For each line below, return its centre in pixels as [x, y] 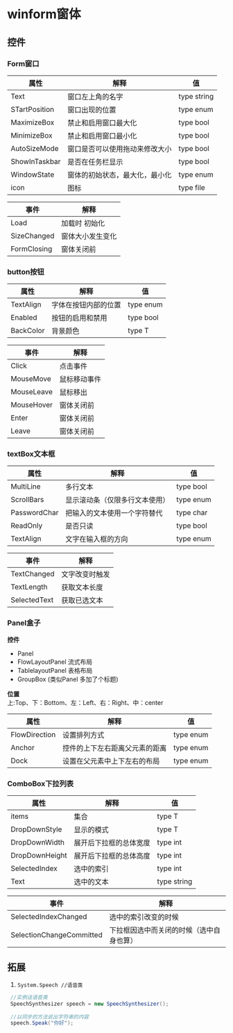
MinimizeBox [32, 135]
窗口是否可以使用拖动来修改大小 [120, 149]
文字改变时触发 [86, 574]
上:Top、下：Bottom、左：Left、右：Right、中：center [85, 702]
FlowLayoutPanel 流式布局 [55, 662]
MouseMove [31, 379]
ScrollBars [27, 500]
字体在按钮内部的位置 [86, 305]
